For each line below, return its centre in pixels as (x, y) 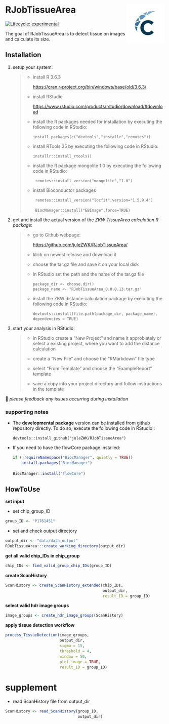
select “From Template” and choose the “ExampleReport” (93, 368)
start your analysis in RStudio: (44, 328)
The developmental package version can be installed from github (81, 423)
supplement (31, 687)
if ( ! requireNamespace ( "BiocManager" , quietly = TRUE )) (73, 458)
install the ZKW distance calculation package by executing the (98, 298)
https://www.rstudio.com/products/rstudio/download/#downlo (98, 106)
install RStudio (48, 96)
